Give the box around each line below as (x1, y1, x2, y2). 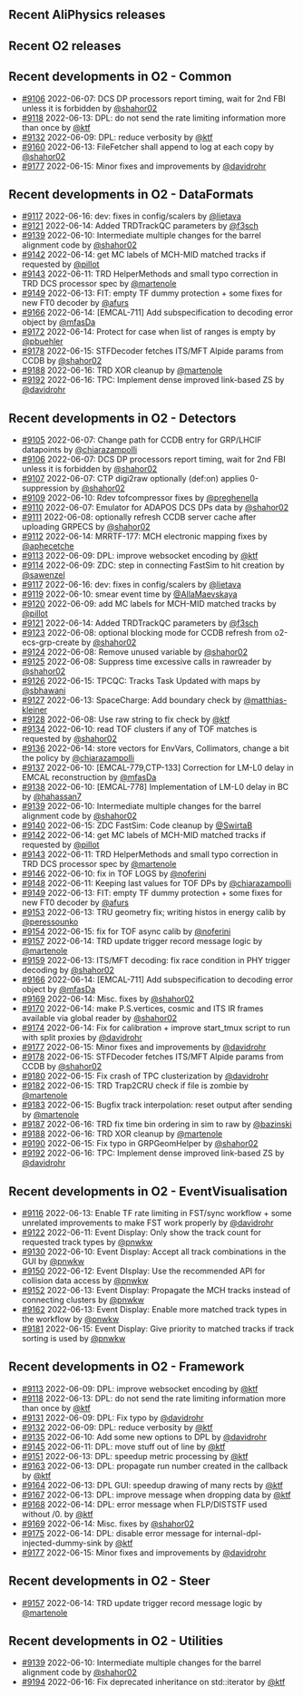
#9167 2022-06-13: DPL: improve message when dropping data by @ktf (21, 1489, 291, 1500)
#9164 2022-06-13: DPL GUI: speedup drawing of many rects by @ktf (21, 1479, 283, 1490)
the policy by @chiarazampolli (21, 753, 135, 764)
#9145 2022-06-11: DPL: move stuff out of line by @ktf (21, 1441, 226, 1452)
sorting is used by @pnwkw (21, 1333, 126, 1344)
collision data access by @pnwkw (21, 1275, 149, 1286)
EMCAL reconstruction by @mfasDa (21, 772, 157, 783)
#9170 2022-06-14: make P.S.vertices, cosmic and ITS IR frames (21, 1003, 264, 1014)
